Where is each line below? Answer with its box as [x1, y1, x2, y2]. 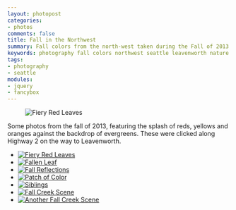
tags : [7, 56, 23, 63]
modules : [7, 75, 33, 83]
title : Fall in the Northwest [7, 37, 97, 44]
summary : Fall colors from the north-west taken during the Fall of [7, 43, 213, 50]
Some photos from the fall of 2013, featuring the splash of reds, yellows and [7, 122, 228, 130]
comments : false [7, 30, 55, 37]
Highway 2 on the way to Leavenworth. [7, 137, 122, 145]
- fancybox [7, 89, 40, 96]
